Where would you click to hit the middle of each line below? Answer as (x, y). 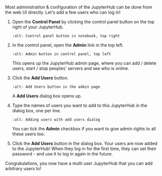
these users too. (28, 134)
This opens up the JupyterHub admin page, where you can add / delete (84, 63)
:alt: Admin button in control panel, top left (61, 54)
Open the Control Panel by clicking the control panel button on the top (83, 22)
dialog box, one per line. (36, 111)
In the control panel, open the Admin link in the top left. (68, 45)
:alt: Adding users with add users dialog (56, 120)
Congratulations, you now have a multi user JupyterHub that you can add (79, 163)
